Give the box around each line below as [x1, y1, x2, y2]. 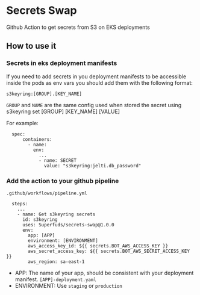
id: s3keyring [22, 216, 58, 223]
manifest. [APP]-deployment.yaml [14, 275, 96, 283]
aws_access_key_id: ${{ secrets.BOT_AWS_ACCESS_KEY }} [28, 243, 169, 249]
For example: [6, 119, 39, 126]
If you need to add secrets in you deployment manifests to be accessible [6, 73, 187, 80]
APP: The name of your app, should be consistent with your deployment [14, 269, 194, 276]
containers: [22, 136, 52, 142]
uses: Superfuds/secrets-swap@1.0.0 [22, 222, 114, 228]
